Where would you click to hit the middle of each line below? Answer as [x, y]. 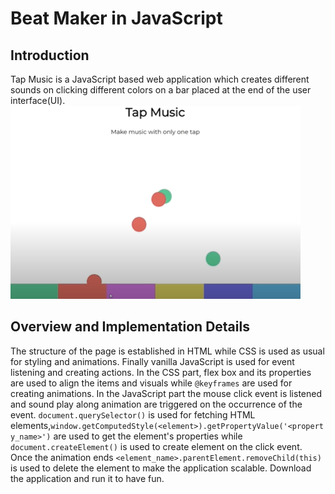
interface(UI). [38, 100]
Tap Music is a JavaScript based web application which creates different [160, 79]
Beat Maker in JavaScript [116, 18]
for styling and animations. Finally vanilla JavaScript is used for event [152, 361]
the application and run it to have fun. [87, 478]
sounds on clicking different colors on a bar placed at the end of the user [161, 90]
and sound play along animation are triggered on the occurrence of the [156, 404]
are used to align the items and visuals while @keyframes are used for [151, 383]
